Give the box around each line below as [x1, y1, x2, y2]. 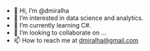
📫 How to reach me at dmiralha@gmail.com [13, 37, 139, 44]
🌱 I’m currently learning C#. [13, 21, 91, 29]
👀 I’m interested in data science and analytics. [13, 14, 144, 22]
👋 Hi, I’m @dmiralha [13, 7, 70, 14]
